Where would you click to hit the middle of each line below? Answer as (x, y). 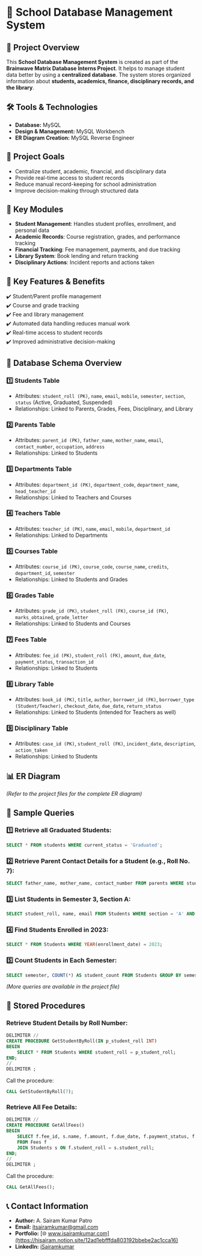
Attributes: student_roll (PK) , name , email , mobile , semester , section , (100, 396)
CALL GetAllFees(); (31, 1187)
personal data (32, 230)
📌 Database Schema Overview (64, 363)
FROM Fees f (32, 1142)
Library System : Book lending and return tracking (77, 256)
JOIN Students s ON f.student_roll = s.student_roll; (86, 1148)
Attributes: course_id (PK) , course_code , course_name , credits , (92, 566)
